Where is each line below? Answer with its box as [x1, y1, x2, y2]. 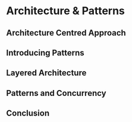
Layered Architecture [6, 68, 87, 78]
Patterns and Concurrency [6, 88, 106, 98]
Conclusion [6, 108, 50, 118]
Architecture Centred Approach [6, 28, 126, 38]
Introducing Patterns [6, 47, 84, 57]
